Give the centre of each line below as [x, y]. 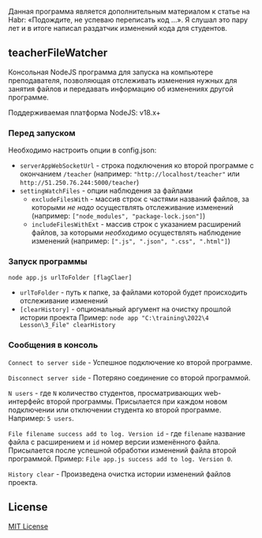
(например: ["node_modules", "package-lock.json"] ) [118, 216]
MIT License [28, 526]
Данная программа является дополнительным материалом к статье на [129, 11]
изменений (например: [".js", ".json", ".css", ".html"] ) [131, 241]
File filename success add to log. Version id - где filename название [127, 433]
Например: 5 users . [41, 418]
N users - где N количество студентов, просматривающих [105, 393]
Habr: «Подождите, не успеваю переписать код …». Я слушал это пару [128, 20]
